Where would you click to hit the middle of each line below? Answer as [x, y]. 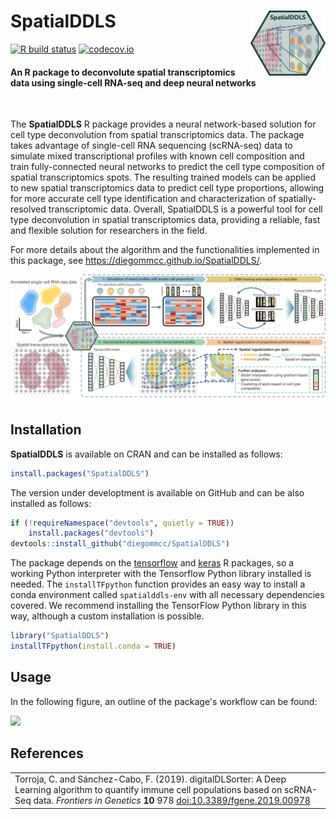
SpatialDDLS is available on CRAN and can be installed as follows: [146, 454]
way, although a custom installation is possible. [107, 616]
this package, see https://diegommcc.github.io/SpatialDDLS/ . [136, 261]
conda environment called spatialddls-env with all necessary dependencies [167, 595]
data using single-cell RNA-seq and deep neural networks [133, 82]
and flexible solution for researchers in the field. [109, 231]
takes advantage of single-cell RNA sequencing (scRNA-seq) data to [151, 146]
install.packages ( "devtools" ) [91, 533]
